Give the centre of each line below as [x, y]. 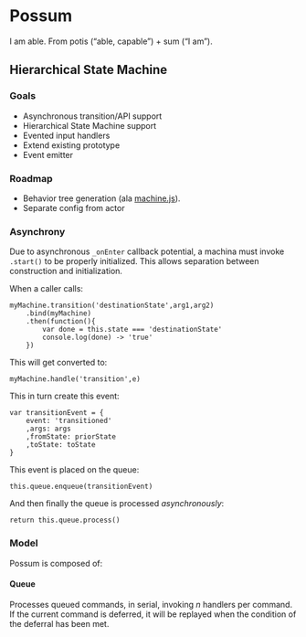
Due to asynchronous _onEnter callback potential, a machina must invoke [147, 251]
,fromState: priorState [71, 437]
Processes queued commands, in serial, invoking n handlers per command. [151, 604]
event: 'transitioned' [69, 421]
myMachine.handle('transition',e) [75, 379]
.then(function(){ [61, 322]
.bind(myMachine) [59, 313]
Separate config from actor [74, 207]
